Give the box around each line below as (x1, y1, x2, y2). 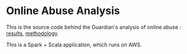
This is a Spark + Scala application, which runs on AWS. (6, 41, 142, 48)
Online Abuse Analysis (6, 4, 120, 18)
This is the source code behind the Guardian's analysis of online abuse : (6, 23, 182, 31)
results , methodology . (6, 29, 59, 36)
